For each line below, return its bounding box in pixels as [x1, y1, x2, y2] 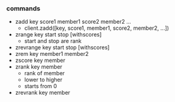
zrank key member [15, 63, 63, 70]
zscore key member [15, 56, 66, 64]
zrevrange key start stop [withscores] [15, 44, 110, 51]
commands [6, 4, 41, 13]
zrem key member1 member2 [15, 50, 89, 58]
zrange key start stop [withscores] [15, 31, 102, 38]
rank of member [24, 70, 65, 77]
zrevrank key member [15, 89, 71, 97]
